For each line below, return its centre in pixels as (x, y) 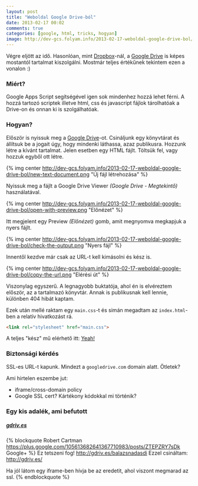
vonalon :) (18, 68)
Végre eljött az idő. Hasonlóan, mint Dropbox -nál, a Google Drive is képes (95, 56)
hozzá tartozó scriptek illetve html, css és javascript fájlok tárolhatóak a (93, 103)
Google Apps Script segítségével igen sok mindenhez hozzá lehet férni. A (95, 97)
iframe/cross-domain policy (48, 390)
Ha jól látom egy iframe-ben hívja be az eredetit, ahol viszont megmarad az (97, 471)
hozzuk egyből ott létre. (35, 156)
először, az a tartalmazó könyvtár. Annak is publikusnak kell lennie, (87, 292)
